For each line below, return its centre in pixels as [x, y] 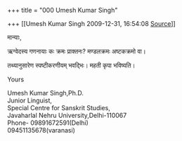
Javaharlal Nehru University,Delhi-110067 [67, 115]
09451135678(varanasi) [41, 130]
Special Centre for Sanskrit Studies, [59, 108]
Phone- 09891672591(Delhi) [48, 123]
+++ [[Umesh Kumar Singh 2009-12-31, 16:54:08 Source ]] [91, 23]
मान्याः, [15, 37]
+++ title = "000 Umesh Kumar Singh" [63, 10]
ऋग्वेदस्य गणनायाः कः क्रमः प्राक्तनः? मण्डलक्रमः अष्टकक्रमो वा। [77, 51]
